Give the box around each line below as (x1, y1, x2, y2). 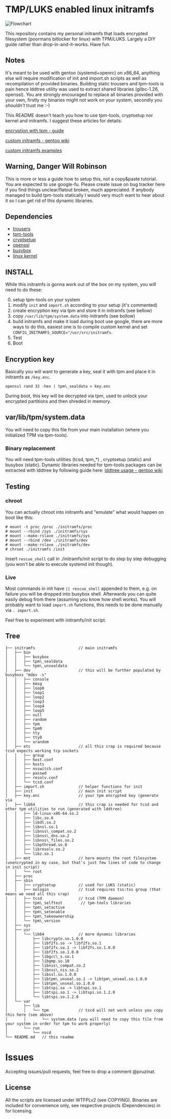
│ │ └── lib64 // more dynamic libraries (5, 931, 136, 937)
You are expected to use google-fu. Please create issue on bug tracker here (5, 181, 165, 187)
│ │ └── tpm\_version (5, 918, 60, 923)
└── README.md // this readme (5, 1034, 74, 1040)
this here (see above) (5, 1012, 54, 1017)
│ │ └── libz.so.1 (5, 851, 54, 856)
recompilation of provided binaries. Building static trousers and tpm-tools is (5, 80, 164, 86)
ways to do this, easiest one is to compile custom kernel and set (12, 324, 148, 330)
